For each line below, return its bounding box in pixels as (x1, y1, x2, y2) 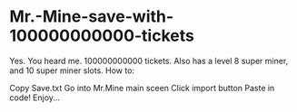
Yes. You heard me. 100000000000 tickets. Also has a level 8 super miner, (9, 55, 289, 66)
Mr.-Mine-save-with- (9, 6, 174, 27)
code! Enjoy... (9, 92, 61, 103)
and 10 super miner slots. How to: (9, 65, 134, 76)
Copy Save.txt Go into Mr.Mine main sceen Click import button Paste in (9, 82, 275, 93)
